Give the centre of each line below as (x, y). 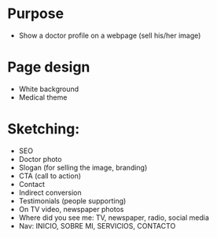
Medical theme (43, 97)
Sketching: (44, 129)
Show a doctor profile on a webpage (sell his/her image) (110, 35)
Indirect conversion (50, 192)
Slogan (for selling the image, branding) (83, 167)
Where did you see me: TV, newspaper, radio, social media (114, 218)
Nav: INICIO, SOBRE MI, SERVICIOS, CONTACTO (97, 225)
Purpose (36, 14)
